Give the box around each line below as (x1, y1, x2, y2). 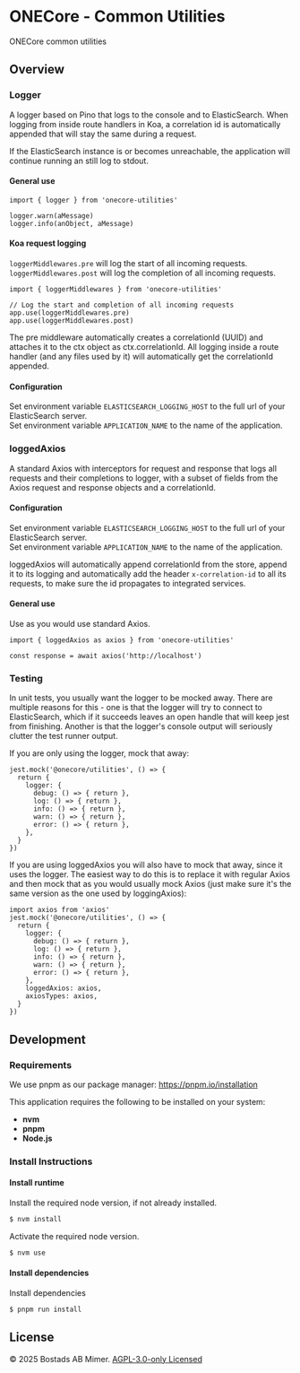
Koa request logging (9, 238, 87, 248)
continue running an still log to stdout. (9, 155, 150, 166)
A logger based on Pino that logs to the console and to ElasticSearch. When (9, 109, 289, 120)
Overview (9, 62, 65, 77)
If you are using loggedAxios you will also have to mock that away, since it (9, 859, 284, 871)
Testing (9, 672, 43, 684)
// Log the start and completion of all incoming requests (9, 300, 235, 310)
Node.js (21, 1133, 53, 1143)
